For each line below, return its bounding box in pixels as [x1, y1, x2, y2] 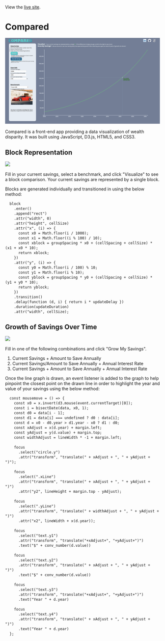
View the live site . [5, 4, 41, 10]
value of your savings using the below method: [5, 386, 100, 392]
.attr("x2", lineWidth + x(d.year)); [18, 519, 96, 524]
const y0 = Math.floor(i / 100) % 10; [18, 265, 98, 270]
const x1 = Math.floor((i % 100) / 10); [18, 236, 102, 241]
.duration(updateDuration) [14, 304, 69, 310]
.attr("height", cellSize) [14, 221, 69, 226]
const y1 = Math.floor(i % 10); [18, 270, 84, 275]
